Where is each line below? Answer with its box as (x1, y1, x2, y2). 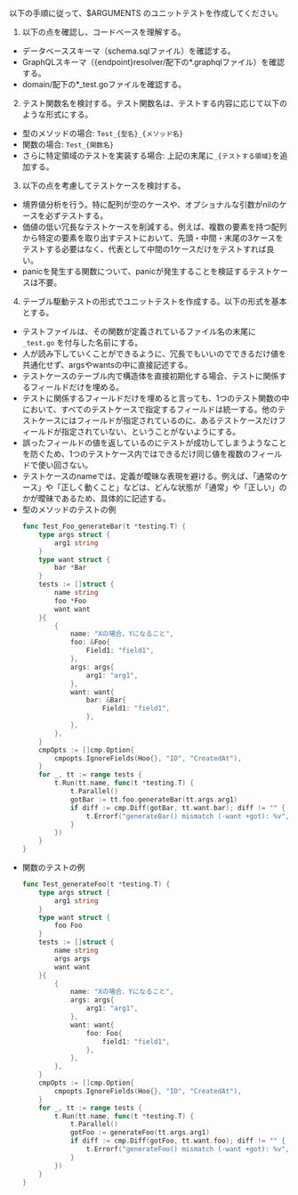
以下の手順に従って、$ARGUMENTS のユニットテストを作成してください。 (9, 8, 283, 18)
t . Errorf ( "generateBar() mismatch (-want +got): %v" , (85, 811, 290, 821)
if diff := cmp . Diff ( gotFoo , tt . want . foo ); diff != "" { (69, 1136, 286, 1146)
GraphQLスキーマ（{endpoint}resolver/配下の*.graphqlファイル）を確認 (21, 57, 285, 67)
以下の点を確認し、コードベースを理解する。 (21, 27, 187, 37)
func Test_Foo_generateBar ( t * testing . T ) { (21, 522, 187, 531)
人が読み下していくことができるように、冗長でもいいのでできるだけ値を (21, 348, 287, 359)
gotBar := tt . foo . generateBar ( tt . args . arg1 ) (69, 795, 238, 804)
